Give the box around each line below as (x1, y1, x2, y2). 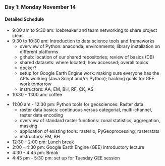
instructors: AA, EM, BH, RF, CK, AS (19, 86, 94, 92)
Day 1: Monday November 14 (5, 4, 76, 11)
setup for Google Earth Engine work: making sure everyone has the (19, 70, 159, 76)
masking (19, 123, 38, 129)
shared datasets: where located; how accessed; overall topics (19, 60, 148, 66)
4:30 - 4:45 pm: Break (12, 150, 59, 156)
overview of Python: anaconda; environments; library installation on (19, 43, 160, 49)
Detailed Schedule (5, 16, 44, 22)
